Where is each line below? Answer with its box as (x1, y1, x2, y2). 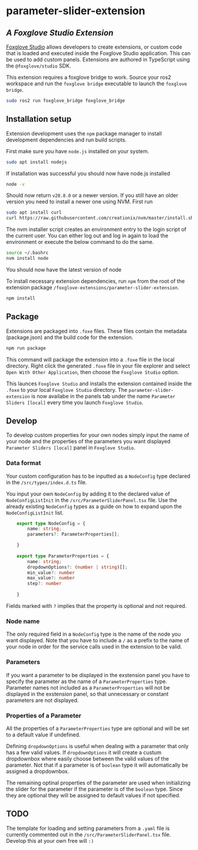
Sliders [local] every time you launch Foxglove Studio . (6, 398, 144, 406)
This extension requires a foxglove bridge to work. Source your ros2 (6, 74, 171, 81)
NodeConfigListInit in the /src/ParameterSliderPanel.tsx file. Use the (6, 496, 177, 504)
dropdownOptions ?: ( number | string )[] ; (27, 564, 128, 570)
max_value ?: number (27, 575, 75, 581)
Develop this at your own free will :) (6, 837, 94, 844)
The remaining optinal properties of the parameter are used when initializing (6, 779, 191, 786)
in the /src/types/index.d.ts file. (6, 478, 87, 486)
